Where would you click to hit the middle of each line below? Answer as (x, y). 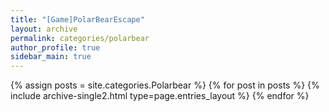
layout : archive (44, 29)
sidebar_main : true (51, 57)
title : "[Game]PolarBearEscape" (77, 19)
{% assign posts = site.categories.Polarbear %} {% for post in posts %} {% (165, 85)
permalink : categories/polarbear (80, 38)
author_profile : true (55, 47)
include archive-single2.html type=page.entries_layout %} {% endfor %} (160, 96)
